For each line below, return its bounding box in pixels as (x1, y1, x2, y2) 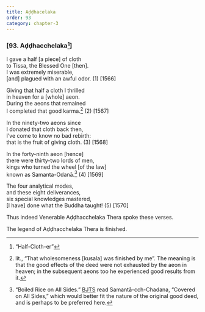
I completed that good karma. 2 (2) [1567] (6, 106, 109, 115)
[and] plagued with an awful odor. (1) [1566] (6, 75, 117, 82)
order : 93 (6, 15, 32, 21)
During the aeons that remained (6, 100, 86, 107)
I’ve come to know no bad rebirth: (6, 132, 92, 139)
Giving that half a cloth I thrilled (6, 87, 85, 94)
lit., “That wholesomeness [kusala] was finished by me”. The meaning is (15, 255, 196, 262)
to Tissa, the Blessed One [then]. (6, 62, 89, 69)
